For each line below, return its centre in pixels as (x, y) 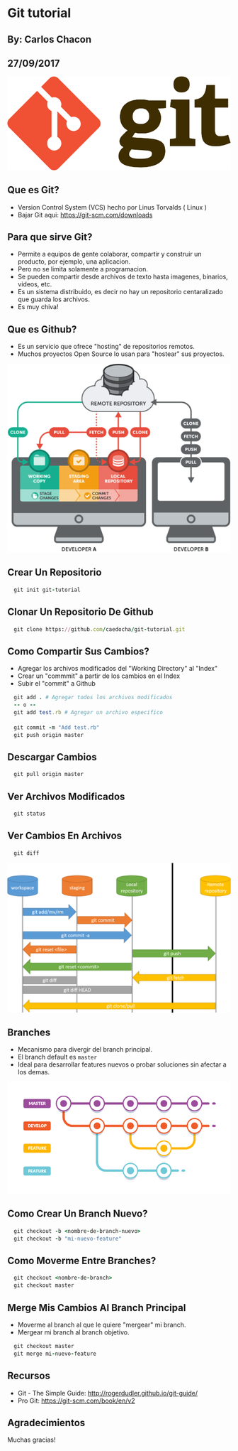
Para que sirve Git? (50, 237)
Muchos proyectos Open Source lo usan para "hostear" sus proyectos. (121, 354)
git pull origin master (49, 775)
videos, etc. (35, 284)
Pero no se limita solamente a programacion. (83, 269)
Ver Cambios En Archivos (65, 836)
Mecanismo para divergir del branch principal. (85, 1050)
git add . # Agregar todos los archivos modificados (93, 698)
